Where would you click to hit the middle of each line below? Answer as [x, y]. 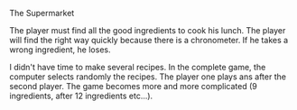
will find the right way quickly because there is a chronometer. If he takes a [149, 40]
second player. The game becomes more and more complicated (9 [133, 86]
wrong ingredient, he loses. [60, 50]
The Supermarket [42, 13]
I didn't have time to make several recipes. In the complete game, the [138, 67]
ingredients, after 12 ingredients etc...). [81, 96]
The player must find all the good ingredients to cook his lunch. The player [148, 30]
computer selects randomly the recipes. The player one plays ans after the [148, 77]
